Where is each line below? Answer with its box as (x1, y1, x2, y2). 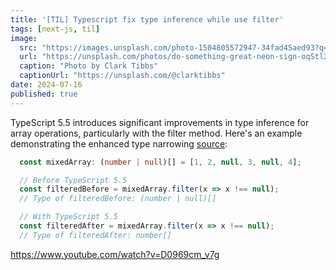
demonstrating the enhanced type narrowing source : (10, 137, 228, 150)
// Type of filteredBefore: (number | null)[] (19, 194, 217, 204)
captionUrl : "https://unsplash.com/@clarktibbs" (19, 71, 226, 81)
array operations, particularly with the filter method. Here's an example (10, 127, 303, 139)
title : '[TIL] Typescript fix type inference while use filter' (10, 14, 284, 25)
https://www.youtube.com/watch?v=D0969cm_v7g (10, 248, 220, 260)
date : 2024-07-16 (10, 80, 83, 90)
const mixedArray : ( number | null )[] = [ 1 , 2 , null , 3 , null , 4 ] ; (19, 157, 302, 167)
